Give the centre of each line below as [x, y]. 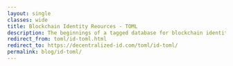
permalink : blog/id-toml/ [44, 52]
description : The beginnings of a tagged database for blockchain [105, 33]
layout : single [29, 13]
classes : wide [28, 20]
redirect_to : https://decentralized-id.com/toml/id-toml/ [93, 45]
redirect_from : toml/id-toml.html [57, 39]
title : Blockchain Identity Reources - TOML [72, 26]
